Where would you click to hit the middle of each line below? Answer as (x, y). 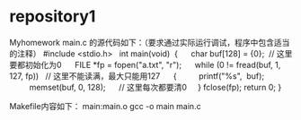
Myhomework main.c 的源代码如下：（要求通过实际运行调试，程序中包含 (142, 42)
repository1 (53, 17)
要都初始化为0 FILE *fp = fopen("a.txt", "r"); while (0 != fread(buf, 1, (145, 64)
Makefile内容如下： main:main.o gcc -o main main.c (105, 106)
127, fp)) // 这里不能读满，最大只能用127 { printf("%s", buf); (137, 76)
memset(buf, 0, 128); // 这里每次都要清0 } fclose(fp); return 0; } (155, 87)
